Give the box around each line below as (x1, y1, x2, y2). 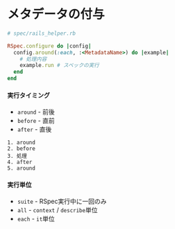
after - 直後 (17, 125, 52, 133)
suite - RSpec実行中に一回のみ (17, 197, 107, 206)
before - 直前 (17, 117, 56, 125)
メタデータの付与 (7, 6, 106, 22)
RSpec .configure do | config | (7, 43, 92, 50)
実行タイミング (7, 91, 50, 99)
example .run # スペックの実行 (19, 62, 99, 69)
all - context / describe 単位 (17, 206, 98, 214)
